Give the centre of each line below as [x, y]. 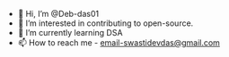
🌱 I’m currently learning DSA [70, 33]
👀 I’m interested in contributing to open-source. [106, 23]
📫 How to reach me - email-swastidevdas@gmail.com [119, 43]
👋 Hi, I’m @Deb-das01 [58, 14]
